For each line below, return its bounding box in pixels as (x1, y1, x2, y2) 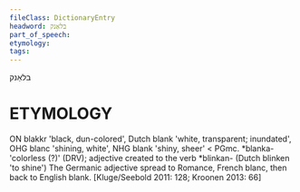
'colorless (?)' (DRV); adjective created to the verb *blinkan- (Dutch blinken (9, 153, 290, 164)
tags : (9, 47, 30, 56)
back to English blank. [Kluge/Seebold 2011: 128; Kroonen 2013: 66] (9, 172, 262, 183)
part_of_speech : (9, 30, 71, 39)
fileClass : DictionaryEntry (9, 13, 116, 23)
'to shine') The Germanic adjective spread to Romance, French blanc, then (9, 162, 287, 173)
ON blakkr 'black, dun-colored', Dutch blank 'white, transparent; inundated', (9, 133, 292, 145)
